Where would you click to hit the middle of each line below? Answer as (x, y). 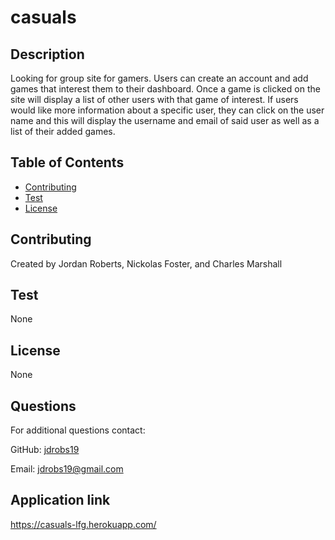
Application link (60, 500)
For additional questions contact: (78, 430)
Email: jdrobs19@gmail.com (67, 469)
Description (47, 54)
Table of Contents (67, 162)
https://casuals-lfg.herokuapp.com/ (83, 524)
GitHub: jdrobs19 (45, 450)
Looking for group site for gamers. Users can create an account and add (159, 78)
